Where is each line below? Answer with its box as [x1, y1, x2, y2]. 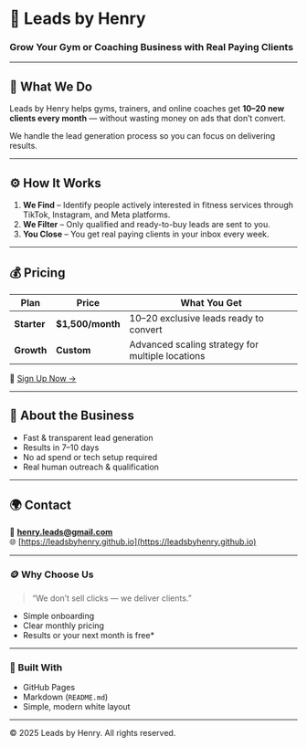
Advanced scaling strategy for [129, 338, 259, 351]
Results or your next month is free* [22, 629, 155, 640]
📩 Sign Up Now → [9, 373, 77, 384]
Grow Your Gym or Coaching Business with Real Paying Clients [9, 41, 294, 54]
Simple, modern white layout [22, 701, 131, 712]
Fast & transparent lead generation [22, 432, 153, 443]
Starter [14, 317, 46, 330]
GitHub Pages [22, 682, 76, 693]
